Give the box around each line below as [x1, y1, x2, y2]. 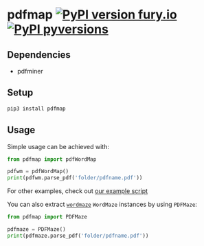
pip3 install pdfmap [7, 105, 67, 112]
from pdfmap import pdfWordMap [7, 155, 97, 163]
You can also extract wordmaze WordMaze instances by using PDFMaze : [7, 200, 198, 209]
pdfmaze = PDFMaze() [7, 226, 67, 233]
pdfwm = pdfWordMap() [7, 168, 69, 175]
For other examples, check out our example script [7, 187, 148, 195]
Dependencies [7, 49, 71, 60]
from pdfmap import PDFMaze [7, 214, 88, 221]
